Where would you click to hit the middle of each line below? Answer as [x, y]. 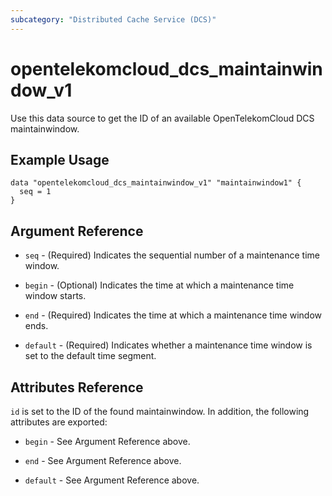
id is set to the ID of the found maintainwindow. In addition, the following [160, 411]
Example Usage [60, 159]
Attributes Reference [77, 387]
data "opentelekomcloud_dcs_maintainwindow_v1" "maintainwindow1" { [156, 183]
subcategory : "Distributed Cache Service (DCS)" [113, 19]
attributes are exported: [59, 422]
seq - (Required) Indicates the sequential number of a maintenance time [172, 255]
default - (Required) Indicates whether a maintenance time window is [168, 345]
